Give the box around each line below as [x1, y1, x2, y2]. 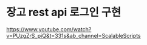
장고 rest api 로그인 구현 [6, 5, 121, 19]
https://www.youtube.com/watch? [6, 25, 92, 33]
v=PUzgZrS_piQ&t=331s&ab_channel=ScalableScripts [6, 32, 141, 39]
